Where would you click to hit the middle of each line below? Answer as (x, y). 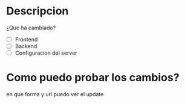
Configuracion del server (46, 53)
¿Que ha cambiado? (31, 28)
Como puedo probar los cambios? (93, 78)
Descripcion (37, 11)
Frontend (26, 39)
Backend (26, 46)
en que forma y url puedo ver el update (55, 94)
